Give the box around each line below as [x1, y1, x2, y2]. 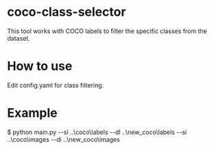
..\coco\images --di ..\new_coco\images [7, 135, 120, 143]
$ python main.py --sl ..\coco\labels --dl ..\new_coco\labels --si [7, 128, 187, 136]
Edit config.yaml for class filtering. [7, 81, 104, 89]
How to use [7, 58, 73, 74]
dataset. [7, 34, 31, 42]
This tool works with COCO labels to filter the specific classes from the [7, 27, 207, 35]
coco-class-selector [7, 4, 126, 20]
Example [7, 105, 58, 121]
